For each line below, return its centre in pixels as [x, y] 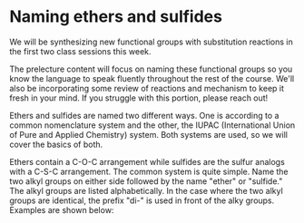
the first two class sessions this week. [80, 51]
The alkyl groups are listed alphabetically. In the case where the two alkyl [146, 190]
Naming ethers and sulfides [116, 17]
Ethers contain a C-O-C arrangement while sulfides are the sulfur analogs [147, 161]
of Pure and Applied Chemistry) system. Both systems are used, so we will [149, 134]
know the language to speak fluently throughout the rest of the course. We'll [152, 78]
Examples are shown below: [62, 209]
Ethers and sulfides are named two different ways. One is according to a [144, 115]
